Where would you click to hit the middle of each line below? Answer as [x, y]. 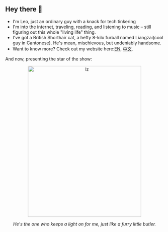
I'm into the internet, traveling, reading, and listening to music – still [82, 27]
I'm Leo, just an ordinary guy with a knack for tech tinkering [74, 21]
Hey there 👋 [24, 9]
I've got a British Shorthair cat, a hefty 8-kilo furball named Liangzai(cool [88, 37]
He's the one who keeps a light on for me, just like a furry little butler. [85, 224]
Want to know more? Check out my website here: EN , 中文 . [73, 49]
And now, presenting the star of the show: [49, 59]
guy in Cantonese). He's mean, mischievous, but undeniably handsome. [87, 43]
